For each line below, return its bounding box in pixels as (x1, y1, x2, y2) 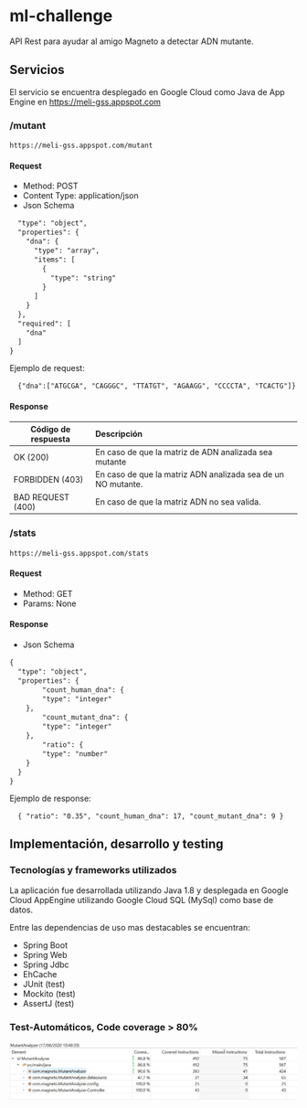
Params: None (22, 598, 77, 609)
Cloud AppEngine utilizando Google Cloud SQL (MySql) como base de (9, 894, 274, 905)
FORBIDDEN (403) (13, 474, 84, 485)
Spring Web (22, 949, 68, 960)
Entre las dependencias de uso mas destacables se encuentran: (9, 922, 251, 932)
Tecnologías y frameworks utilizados (9, 864, 177, 877)
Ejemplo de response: (9, 793, 91, 804)
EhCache (22, 968, 58, 979)
